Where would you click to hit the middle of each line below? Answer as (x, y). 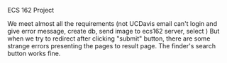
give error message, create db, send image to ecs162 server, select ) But (113, 31)
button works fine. (34, 53)
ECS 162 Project (31, 10)
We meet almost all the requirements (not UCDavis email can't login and (112, 23)
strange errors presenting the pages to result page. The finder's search (112, 46)
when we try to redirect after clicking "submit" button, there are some (109, 38)
